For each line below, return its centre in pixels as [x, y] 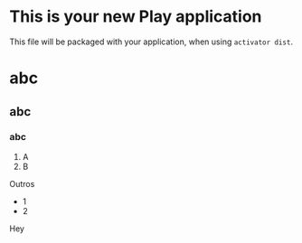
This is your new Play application [136, 17]
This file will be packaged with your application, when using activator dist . [151, 42]
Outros [22, 183]
